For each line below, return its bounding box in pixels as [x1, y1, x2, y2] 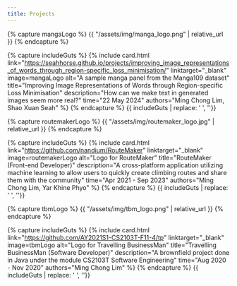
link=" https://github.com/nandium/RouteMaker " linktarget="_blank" [7, 145, 203, 154]
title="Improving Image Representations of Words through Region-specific [7, 81, 224, 89]
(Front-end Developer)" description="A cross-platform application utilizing [7, 160, 224, 169]
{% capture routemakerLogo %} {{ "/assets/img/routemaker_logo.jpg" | [7, 117, 215, 126]
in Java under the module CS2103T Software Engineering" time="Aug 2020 [7, 256, 227, 264]
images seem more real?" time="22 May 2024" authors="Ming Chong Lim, [7, 96, 224, 105]
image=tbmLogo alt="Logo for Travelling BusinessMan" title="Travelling [7, 241, 217, 249]
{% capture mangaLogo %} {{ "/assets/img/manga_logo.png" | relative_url [7, 30, 224, 38]
